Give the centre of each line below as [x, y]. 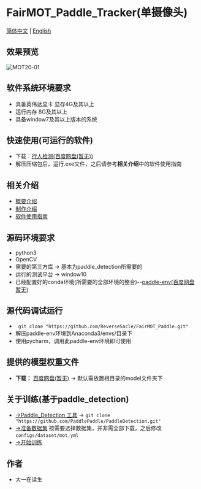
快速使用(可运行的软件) [50, 140]
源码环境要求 [31, 238]
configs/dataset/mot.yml [47, 436]
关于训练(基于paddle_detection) [68, 399]
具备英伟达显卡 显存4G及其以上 [55, 104]
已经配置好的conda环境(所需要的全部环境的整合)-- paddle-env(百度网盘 [105, 282]
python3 [26, 253]
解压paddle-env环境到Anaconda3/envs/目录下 [74, 333]
